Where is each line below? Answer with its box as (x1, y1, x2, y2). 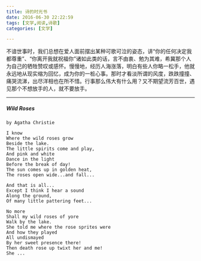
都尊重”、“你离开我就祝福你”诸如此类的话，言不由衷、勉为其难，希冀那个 (6, 55, 187, 63)
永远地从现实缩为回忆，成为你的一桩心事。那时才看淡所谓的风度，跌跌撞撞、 (6, 70, 195, 78)
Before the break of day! (6, 162, 71, 168)
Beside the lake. (6, 141, 50, 147)
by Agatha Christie (6, 120, 55, 126)
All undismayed (6, 235, 44, 241)
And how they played (6, 229, 58, 236)
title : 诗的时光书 (6, 8, 48, 15)
